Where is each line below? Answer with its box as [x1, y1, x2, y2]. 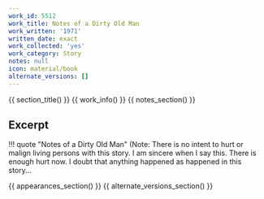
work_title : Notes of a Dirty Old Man [8, 19, 140, 28]
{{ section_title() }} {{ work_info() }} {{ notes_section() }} [8, 94, 197, 104]
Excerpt [8, 119, 50, 132]
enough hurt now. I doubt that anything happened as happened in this [8, 157, 242, 167]
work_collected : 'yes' [8, 42, 85, 50]
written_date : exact [8, 34, 79, 43]
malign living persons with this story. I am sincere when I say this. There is [8, 148, 257, 158]
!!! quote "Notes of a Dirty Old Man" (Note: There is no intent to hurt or [8, 140, 244, 149]
